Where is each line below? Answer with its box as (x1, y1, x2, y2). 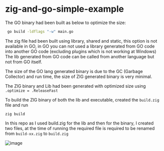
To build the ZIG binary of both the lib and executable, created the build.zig (5, 97, 160, 102)
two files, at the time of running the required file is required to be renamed (5, 125, 155, 131)
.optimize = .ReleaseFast (5, 88, 58, 93)
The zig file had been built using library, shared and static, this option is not (5, 38, 158, 44)
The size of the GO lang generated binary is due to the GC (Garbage (5, 68, 143, 74)
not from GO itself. (5, 59, 43, 65)
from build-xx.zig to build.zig (5, 130, 69, 136)
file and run (5, 102, 28, 108)
